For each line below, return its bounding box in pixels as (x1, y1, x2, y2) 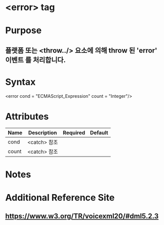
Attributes (5, 110, 49, 122)
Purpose (5, 25, 42, 36)
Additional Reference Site (5, 192, 115, 204)
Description (28, 129, 57, 136)
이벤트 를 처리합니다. (5, 55, 66, 64)
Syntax (5, 76, 36, 88)
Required (63, 129, 86, 136)
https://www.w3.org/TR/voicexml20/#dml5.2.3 (5, 212, 159, 220)
